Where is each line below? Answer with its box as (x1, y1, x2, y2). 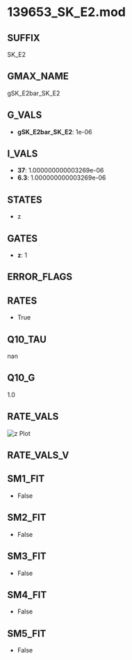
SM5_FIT (7, 627, 47, 639)
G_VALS (7, 109, 42, 121)
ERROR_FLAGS (7, 271, 73, 283)
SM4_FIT (7, 589, 47, 601)
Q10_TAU (7, 333, 47, 345)
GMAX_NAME (7, 70, 69, 82)
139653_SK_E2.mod (7, 4, 126, 20)
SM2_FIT (7, 512, 47, 524)
